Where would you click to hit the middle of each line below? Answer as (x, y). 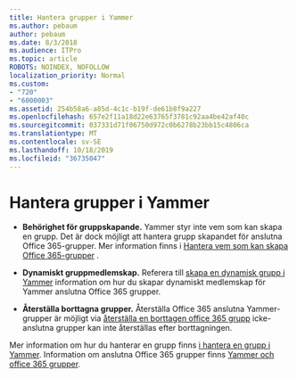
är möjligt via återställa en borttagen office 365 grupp (153, 318)
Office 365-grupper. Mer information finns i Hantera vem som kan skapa (155, 246)
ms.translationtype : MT (54, 134)
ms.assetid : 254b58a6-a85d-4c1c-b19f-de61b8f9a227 (105, 109)
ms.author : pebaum (43, 26)
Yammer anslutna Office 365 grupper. (91, 292)
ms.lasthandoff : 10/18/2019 (62, 150)
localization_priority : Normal (67, 76)
